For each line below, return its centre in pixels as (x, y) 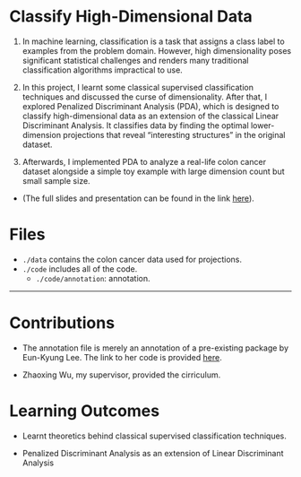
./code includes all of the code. (80, 269)
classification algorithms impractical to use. (103, 70)
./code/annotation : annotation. (93, 278)
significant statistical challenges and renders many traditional (135, 60)
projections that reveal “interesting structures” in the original (174, 134)
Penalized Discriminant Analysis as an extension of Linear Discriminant (153, 453)
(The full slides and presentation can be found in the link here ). (138, 198)
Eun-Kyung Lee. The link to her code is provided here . (122, 357)
